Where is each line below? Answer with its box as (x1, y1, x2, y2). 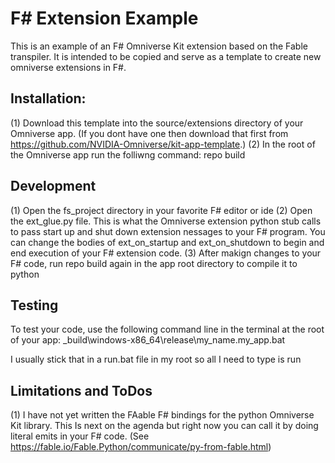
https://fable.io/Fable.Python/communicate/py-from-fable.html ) (10, 441, 272, 453)
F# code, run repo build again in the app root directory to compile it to (10, 257, 298, 269)
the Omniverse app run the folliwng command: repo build (10, 148, 246, 161)
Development (10, 178, 97, 195)
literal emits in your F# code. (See (10, 430, 150, 442)
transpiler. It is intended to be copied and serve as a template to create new (10, 50, 322, 62)
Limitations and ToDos (10, 382, 153, 399)
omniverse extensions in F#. (10, 61, 127, 73)
